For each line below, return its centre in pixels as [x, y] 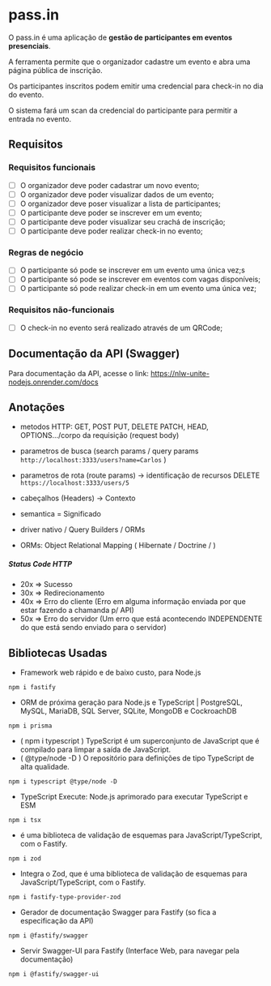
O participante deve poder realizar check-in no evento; [112, 231]
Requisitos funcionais [52, 168]
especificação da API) [57, 921]
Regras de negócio [46, 252]
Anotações [37, 407]
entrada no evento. [40, 118]
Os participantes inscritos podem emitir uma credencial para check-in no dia [136, 86]
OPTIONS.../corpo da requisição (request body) [100, 435]
